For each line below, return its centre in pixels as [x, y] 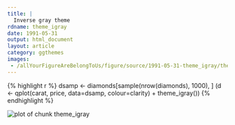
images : [19, 59]
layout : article [31, 46]
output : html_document [40, 40]
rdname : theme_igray [37, 27]
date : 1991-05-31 [33, 33]
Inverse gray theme [42, 20]
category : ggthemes [36, 53]
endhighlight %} [30, 100]
